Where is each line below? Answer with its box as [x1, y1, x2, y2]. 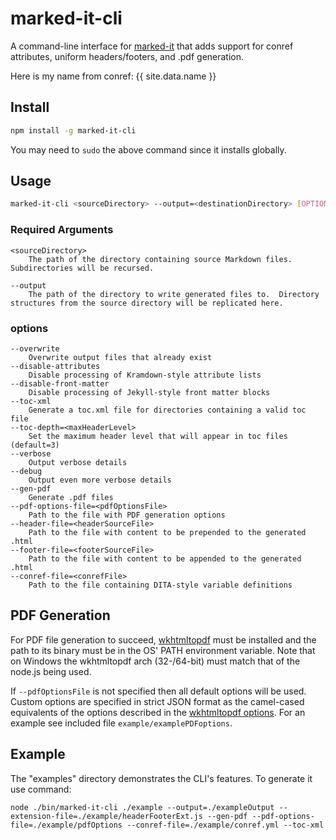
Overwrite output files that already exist [28, 352, 213, 362]
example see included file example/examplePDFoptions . [10, 717, 233, 729]
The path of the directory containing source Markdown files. [28, 254, 293, 264]
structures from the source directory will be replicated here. [10, 298, 284, 308]
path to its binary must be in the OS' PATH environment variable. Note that [10, 644, 316, 656]
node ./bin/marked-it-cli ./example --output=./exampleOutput [10, 802, 275, 812]
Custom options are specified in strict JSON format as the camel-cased [10, 695, 305, 707]
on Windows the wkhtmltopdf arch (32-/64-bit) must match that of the [10, 655, 301, 667]
